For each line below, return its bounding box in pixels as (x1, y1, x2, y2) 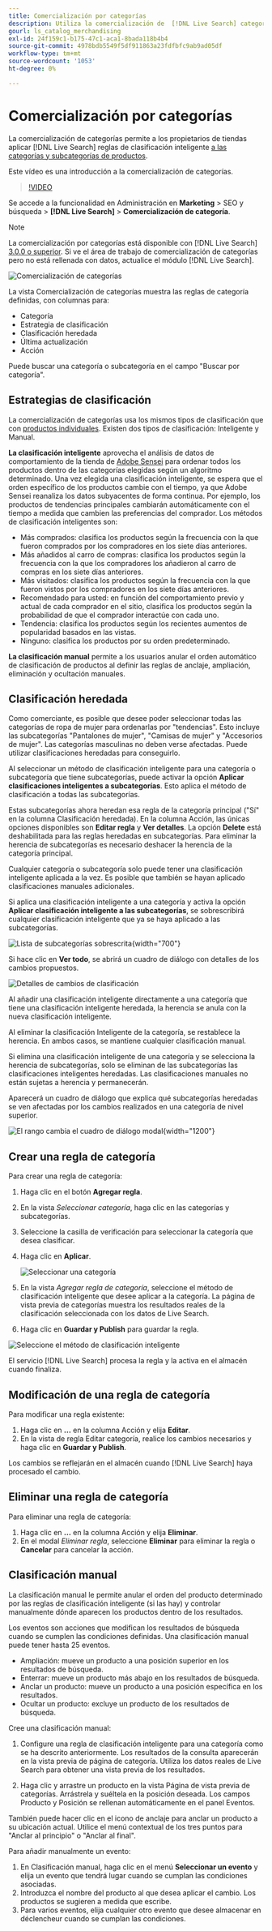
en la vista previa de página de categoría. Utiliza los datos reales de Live (19, 1756, 261, 1766)
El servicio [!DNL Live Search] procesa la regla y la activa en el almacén (8, 1356, 248, 1366)
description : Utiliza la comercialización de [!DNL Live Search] (8, 19, 237, 28)
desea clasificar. (19, 1236, 75, 1246)
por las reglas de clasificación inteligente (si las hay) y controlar (8, 1598, 221, 1608)
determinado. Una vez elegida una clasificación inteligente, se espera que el (8, 474, 263, 483)
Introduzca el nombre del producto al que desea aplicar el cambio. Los (19, 1887, 257, 1898)
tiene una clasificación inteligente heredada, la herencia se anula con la (8, 1003, 247, 1013)
